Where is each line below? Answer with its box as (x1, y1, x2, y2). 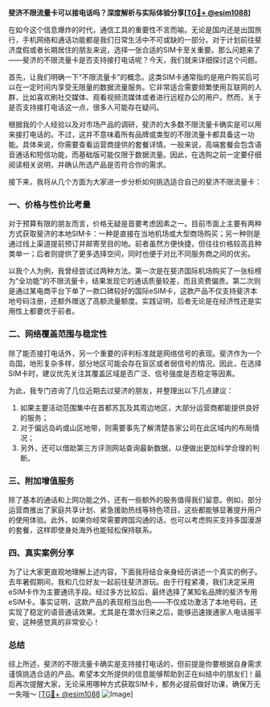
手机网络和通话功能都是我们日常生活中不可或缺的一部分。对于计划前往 (22, 35, 255, 44)
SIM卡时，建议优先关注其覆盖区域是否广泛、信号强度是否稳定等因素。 (8, 368, 239, 378)
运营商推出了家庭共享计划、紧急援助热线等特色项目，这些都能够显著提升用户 (8, 505, 262, 515)
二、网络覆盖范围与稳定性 (8, 329, 108, 340)
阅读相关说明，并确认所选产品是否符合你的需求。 (8, 160, 170, 169)
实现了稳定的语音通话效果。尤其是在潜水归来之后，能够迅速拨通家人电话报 (8, 607, 255, 617)
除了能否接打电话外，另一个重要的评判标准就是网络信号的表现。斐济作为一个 (8, 348, 262, 358)
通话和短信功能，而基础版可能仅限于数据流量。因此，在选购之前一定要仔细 (14, 150, 262, 159)
